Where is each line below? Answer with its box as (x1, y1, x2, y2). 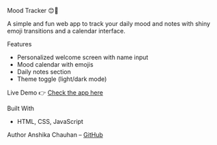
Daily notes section (16, 68, 72, 76)
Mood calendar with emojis (16, 61, 93, 68)
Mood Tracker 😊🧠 (7, 7, 59, 14)
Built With (7, 104, 34, 112)
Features (7, 40, 32, 48)
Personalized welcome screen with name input (16, 53, 149, 61)
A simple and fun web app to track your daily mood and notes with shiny (7, 20, 210, 27)
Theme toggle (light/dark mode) (16, 75, 107, 83)
